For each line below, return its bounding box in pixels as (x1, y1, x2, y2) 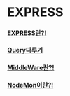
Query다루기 (7, 46, 43, 55)
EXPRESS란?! (7, 29, 47, 37)
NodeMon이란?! (7, 81, 54, 89)
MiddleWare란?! (7, 63, 55, 71)
